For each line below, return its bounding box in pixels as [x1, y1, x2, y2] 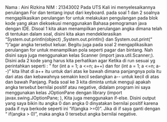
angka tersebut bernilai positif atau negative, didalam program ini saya [5, 84, 150, 90]
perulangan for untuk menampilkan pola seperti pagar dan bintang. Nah [5, 47, 153, 53]
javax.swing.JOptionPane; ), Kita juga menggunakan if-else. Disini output [5, 95, 156, 101]
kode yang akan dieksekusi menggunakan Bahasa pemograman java [5, 20, 147, 26]
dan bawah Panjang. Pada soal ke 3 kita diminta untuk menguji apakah [5, 79, 151, 85]
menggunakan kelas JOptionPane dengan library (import [5, 90, 122, 95]
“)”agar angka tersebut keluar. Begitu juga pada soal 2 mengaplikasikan [5, 42, 153, 47]
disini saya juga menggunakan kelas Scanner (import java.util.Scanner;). [5, 52, 154, 58]
